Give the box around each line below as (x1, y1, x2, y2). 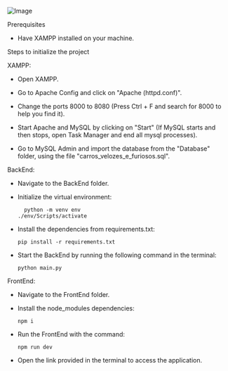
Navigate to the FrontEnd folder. (17, 291, 110, 298)
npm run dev (17, 344, 53, 351)
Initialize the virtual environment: (17, 193, 112, 201)
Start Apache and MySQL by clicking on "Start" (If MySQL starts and (17, 123, 216, 132)
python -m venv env (24, 206, 81, 213)
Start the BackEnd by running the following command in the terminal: (17, 251, 217, 259)
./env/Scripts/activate (17, 213, 88, 220)
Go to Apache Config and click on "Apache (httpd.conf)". (17, 89, 182, 96)
